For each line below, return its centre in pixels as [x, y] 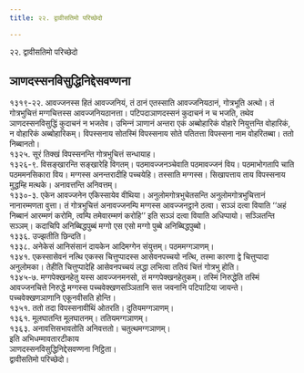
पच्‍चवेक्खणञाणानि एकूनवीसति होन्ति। [63, 298]
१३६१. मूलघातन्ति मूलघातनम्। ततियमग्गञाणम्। [79, 318]
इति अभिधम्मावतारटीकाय [45, 339]
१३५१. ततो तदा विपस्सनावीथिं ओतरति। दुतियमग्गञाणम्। [92, 308]
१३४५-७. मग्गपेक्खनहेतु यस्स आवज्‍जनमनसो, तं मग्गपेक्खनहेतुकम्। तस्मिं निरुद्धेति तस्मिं [135, 277]
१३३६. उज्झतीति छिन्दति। [48, 236]
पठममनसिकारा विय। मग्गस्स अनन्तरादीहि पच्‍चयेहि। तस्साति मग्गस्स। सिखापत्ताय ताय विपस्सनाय [147, 175]
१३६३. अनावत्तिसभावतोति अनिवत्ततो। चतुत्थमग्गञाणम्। [90, 328]
